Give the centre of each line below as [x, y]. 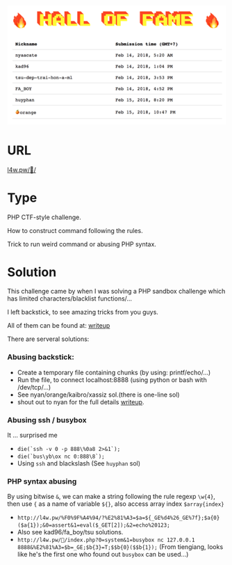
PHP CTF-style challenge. [44, 217]
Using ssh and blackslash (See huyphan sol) [79, 463]
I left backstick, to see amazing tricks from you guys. [83, 312]
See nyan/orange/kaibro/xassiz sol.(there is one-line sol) [98, 395]
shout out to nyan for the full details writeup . [81, 401]
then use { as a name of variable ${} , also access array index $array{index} [116, 504]
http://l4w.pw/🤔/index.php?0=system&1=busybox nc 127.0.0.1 [106, 540]
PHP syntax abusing [42, 481]
